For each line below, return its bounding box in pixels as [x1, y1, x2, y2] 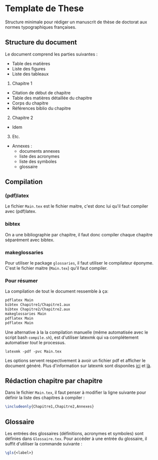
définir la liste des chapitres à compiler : [5, 395, 85, 401]
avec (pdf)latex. [5, 209, 37, 214]
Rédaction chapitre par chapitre [5, 376, 103, 385]
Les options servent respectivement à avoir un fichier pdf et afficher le [5, 357, 146, 363]
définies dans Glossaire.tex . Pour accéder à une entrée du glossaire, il [5, 436, 147, 442]
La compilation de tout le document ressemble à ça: [5, 288, 109, 294]
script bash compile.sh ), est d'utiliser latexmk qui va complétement [5, 334, 139, 340]
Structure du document [5, 38, 77, 47]
